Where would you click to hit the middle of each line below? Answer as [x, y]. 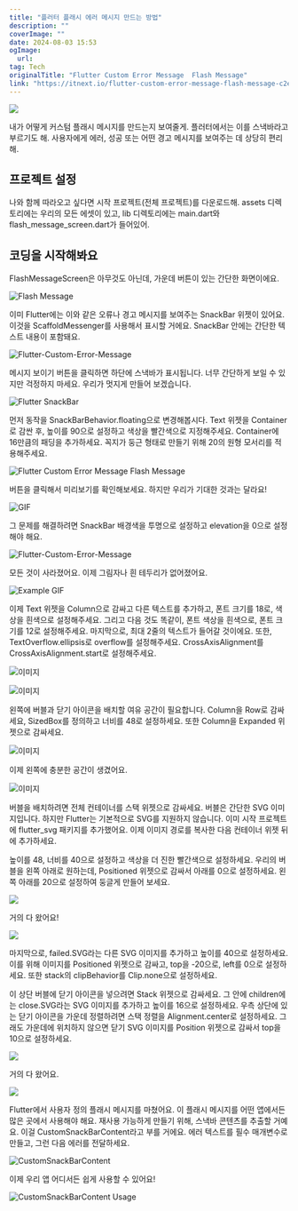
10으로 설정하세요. [41, 1039]
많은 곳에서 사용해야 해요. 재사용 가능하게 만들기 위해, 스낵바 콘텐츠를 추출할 [141, 1121]
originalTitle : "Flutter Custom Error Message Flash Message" [129, 76]
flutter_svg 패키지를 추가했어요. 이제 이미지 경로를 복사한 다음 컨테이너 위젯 [149, 830]
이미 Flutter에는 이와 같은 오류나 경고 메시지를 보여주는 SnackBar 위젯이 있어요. [147, 315]
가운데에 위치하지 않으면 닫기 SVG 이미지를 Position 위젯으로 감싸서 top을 [153, 1028]
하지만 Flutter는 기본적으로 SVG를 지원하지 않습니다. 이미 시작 [149, 819]
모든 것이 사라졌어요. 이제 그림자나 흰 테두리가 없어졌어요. [109, 573]
